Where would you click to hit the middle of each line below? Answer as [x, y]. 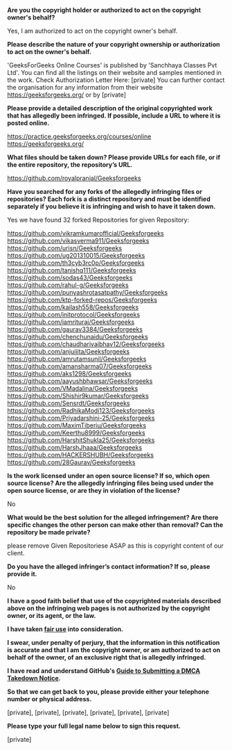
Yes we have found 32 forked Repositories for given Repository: [98, 220]
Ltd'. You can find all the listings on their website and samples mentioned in [114, 73]
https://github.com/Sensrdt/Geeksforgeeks [69, 403]
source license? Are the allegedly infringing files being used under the [110, 483]
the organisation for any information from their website [85, 87]
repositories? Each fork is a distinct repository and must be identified [109, 199]
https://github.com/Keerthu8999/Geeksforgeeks [76, 433]
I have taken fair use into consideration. [65, 629]
